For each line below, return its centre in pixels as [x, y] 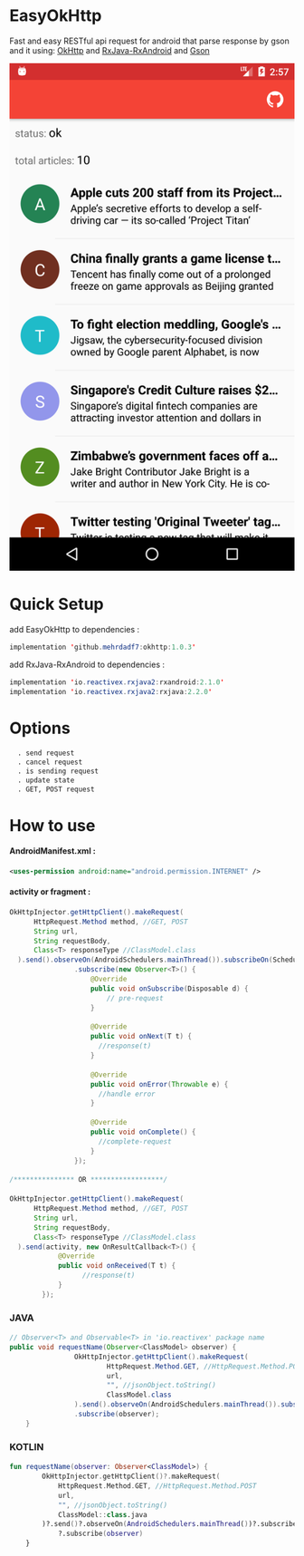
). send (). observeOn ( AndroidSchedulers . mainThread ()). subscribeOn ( [145, 960]
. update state [46, 780]
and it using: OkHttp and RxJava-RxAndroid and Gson [109, 50]
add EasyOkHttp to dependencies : [75, 629]
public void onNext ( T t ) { [141, 1037]
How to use [52, 825]
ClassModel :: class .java [102, 1514]
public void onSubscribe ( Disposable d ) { [169, 989]
